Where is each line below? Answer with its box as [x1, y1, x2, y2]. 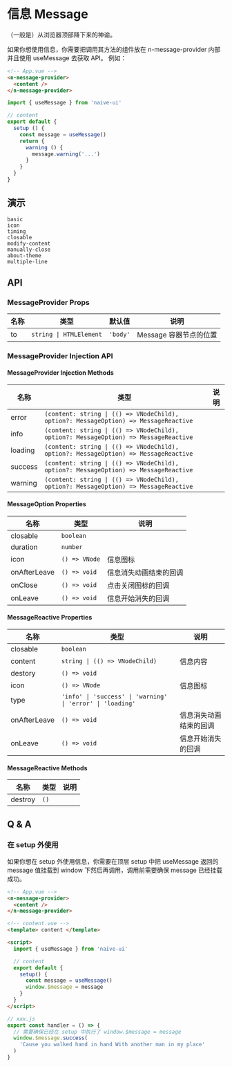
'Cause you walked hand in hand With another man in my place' [19, 1041, 206, 1048]
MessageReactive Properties [7, 613, 93, 622]
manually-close [7, 246, 51, 253]
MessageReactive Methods [7, 763, 88, 772]
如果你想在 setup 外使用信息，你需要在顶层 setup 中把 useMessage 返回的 [7, 857, 219, 865]
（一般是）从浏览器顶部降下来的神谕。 [7, 30, 116, 39]
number [61, 543, 83, 550]
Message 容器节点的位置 [137, 330, 217, 340]
